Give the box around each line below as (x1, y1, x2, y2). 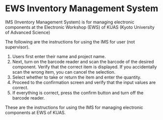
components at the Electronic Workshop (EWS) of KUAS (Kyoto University (5, 24, 155, 30)
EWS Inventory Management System (5, 3, 159, 14)
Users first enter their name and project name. (12, 53, 106, 59)
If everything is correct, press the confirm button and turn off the (12, 90, 144, 96)
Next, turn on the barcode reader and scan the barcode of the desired (12, 59, 154, 64)
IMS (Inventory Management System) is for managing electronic (5, 19, 135, 25)
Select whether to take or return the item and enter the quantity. (12, 74, 141, 80)
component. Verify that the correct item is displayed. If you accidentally (12, 64, 157, 70)
